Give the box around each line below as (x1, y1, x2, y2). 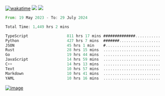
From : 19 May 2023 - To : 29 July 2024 (5, 15, 88, 20)
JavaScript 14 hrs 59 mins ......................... (5, 57, 160, 62)
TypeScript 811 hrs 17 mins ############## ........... (5, 33, 160, 38)
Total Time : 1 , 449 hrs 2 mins (5, 24, 70, 29)
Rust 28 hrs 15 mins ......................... (5, 47, 160, 53)
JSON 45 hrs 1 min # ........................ (5, 43, 160, 48)
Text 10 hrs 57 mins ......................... (5, 66, 160, 71)
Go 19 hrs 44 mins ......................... (5, 52, 160, 58)
